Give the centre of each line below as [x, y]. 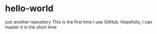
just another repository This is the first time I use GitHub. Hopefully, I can [79, 22]
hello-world [29, 8]
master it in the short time [31, 27]
